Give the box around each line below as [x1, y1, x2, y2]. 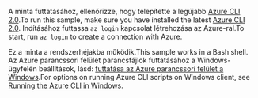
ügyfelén [8, 64, 37, 73]
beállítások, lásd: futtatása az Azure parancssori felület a [38, 64, 224, 73]
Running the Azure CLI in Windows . [8, 81, 124, 90]
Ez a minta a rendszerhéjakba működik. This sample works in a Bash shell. [8, 47, 249, 56]
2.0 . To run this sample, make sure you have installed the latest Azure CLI [8, 15, 245, 24]
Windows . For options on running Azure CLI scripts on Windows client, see [8, 73, 251, 81]
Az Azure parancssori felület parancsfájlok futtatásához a [8, 55, 195, 65]
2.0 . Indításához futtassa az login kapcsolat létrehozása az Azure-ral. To [8, 24, 245, 32]
